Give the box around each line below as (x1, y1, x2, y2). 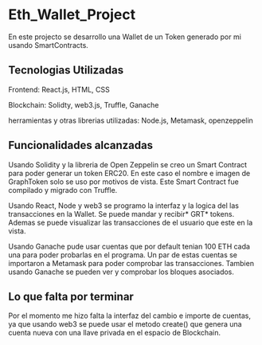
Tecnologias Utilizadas (8, 64, 124, 77)
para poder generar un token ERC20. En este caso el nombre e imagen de (8, 168, 251, 178)
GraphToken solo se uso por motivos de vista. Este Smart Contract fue (8, 177, 239, 186)
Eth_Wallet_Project (8, 6, 136, 24)
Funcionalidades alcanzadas (8, 139, 154, 152)
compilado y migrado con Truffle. (8, 185, 118, 194)
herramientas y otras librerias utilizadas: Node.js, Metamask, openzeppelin (8, 116, 253, 125)
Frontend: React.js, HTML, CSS (8, 84, 110, 94)
